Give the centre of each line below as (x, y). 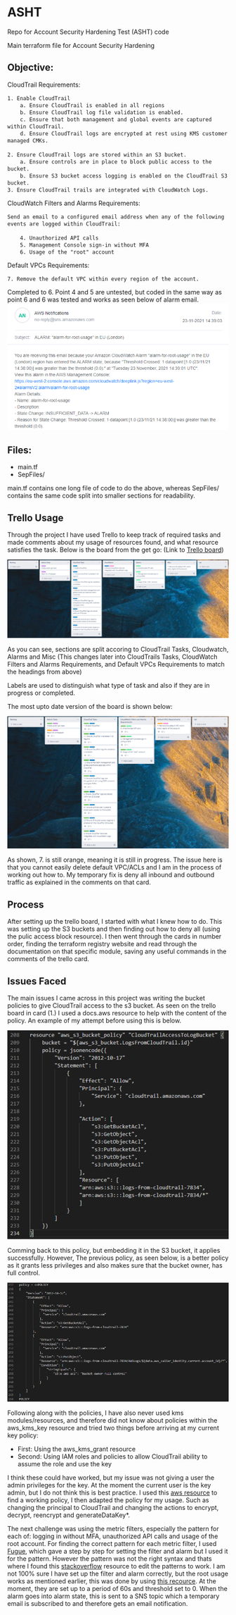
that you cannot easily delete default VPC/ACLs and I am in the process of (114, 867)
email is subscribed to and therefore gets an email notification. (98, 1603)
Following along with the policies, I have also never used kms (96, 1413)
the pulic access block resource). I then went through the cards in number (114, 936)
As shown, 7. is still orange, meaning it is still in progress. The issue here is (115, 860)
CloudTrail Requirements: (44, 85)
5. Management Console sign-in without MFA (85, 245)
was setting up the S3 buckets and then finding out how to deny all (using (114, 929)
